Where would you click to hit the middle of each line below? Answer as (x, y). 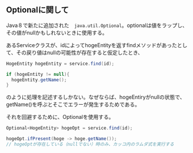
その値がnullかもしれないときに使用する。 (57, 32)
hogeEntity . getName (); (39, 80)
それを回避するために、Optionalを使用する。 (60, 117)
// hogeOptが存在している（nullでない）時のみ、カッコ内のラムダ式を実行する (90, 144)
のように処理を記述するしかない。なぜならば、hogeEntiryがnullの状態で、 (96, 97)
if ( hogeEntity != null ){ (38, 74)
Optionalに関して (38, 10)
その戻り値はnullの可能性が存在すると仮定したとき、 (79, 52)
